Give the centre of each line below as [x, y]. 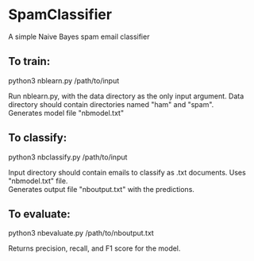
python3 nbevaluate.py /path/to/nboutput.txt [81, 233]
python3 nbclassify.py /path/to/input [68, 157]
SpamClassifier [60, 15]
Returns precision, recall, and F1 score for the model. [94, 248]
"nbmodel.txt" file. [38, 181]
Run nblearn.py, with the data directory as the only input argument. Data [126, 96]
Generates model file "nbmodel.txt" [66, 113]
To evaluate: [39, 214]
